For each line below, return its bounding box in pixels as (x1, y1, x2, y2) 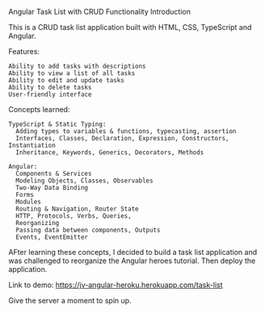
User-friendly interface (8, 90, 92, 98)
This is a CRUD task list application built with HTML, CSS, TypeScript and (8, 23, 252, 31)
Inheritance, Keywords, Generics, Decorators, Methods (15, 148, 204, 156)
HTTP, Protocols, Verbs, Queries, (15, 212, 132, 220)
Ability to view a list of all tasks (8, 69, 136, 77)
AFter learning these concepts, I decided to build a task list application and (8, 248, 257, 257)
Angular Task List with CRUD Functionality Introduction (8, 7, 191, 16)
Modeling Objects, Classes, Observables (15, 177, 154, 185)
